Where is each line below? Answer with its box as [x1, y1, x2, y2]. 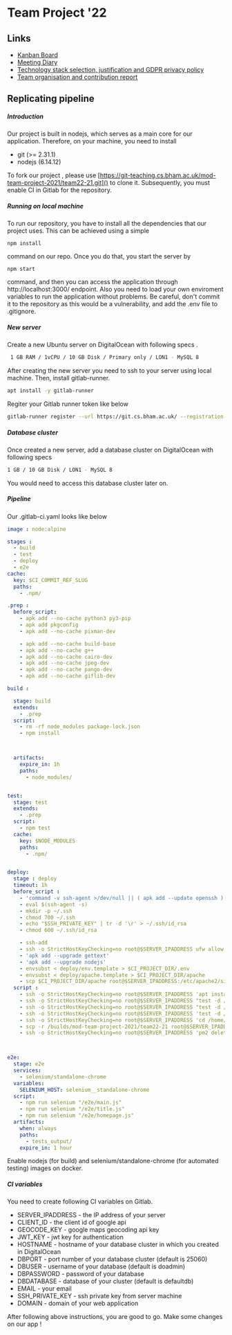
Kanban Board [17, 51, 59, 59]
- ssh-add [19, 939, 48, 946]
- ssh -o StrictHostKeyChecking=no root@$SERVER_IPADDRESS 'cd [19, 1016, 206, 1023]
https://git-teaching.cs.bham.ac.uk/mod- [99, 171, 216, 179]
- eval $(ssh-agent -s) [19, 901, 88, 908]
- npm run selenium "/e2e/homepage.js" [19, 1112, 135, 1120]
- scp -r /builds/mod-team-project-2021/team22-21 [19, 1023, 168, 1030]
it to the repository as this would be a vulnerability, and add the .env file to [7, 300, 218, 308]
